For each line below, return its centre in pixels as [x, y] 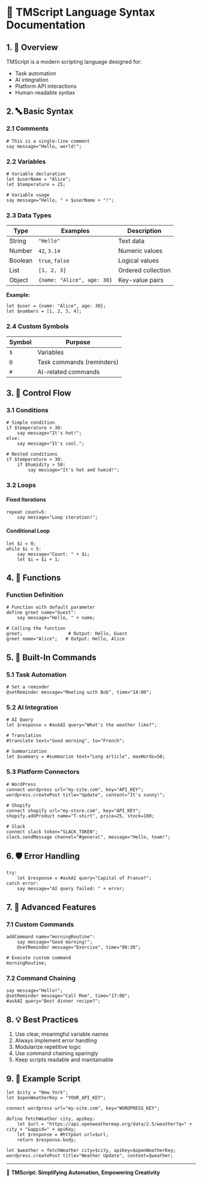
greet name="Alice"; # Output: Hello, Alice [66, 639]
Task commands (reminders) [78, 362]
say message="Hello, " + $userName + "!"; [60, 200]
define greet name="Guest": [41, 613]
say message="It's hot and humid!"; [74, 470]
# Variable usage [28, 195]
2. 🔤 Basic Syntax [40, 112]
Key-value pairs [141, 280]
